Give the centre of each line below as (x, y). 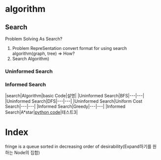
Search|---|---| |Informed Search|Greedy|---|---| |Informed (65, 107)
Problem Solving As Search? (34, 39)
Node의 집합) (27, 153)
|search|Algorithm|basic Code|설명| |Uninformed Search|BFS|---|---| (75, 96)
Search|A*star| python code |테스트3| (41, 112)
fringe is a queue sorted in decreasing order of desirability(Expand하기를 (78, 147)
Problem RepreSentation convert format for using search (69, 48)
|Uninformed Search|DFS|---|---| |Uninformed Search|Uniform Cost (74, 101)
